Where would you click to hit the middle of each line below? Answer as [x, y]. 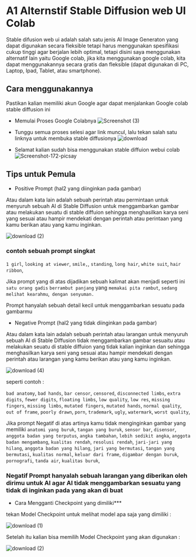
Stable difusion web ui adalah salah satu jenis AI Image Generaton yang [92, 39]
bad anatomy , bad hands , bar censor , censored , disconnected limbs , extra [93, 393]
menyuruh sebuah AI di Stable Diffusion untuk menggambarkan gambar [93, 206]
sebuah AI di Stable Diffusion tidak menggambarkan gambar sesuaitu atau [96, 340]
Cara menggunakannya [50, 89]
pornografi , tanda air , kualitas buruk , [53, 460]
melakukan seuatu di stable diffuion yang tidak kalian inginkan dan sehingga [98, 346]
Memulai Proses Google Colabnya [55, 121]
